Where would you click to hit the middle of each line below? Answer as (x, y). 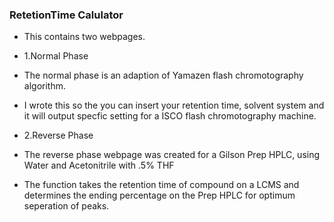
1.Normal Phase (56, 56)
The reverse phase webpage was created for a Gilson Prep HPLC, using (172, 155)
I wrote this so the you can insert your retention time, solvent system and (174, 105)
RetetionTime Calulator (66, 15)
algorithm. (44, 86)
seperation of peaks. (66, 206)
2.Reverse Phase (58, 135)
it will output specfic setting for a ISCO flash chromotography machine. (170, 116)
